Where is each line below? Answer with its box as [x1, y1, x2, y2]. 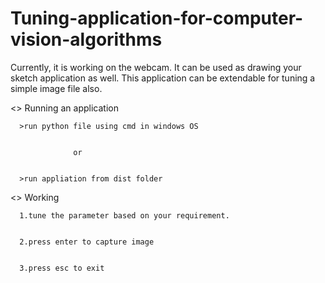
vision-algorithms [10, 28, 163, 51]
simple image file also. [10, 82, 103, 94]
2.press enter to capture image [19, 237, 155, 247]
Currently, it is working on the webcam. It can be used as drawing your [10, 61, 302, 73]
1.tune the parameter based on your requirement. [19, 210, 230, 221]
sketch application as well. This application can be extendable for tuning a [10, 72, 316, 84]
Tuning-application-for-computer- [10, 7, 304, 30]
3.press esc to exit [19, 263, 105, 273]
